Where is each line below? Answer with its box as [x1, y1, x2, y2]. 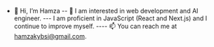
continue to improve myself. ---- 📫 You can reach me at [13, 22, 178, 30]
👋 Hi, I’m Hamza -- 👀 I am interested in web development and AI [13, 7, 199, 15]
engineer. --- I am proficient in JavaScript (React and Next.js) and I [13, 14, 208, 22]
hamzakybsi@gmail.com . [13, 32, 87, 40]
